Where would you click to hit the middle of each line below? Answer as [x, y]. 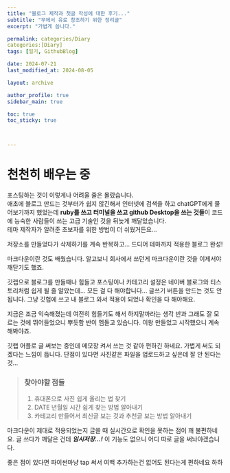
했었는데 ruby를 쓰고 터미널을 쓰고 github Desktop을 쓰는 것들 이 [124, 212]
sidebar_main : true [35, 102]
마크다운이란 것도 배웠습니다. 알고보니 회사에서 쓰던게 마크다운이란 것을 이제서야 [114, 259]
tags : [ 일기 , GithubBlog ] [43, 52]
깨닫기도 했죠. [26, 267]
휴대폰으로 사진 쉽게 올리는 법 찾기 [80, 399]
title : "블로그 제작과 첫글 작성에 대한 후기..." [69, 13]
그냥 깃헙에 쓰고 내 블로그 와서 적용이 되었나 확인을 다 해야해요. [111, 299]
